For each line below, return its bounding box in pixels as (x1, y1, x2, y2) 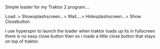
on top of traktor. (5, 38, 39, 44)
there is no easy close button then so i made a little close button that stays (5, 33, 156, 39)
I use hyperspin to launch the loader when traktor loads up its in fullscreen (5, 28, 156, 33)
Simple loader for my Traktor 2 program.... (5, 4, 90, 10)
